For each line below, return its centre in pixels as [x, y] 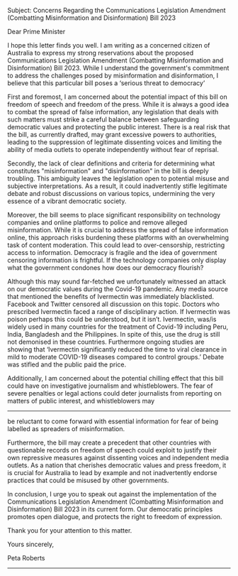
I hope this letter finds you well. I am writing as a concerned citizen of [109, 45]
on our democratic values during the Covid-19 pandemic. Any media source [118, 289]
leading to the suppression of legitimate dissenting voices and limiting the [115, 142]
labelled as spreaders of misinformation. [66, 429]
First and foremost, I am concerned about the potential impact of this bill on [118, 97]
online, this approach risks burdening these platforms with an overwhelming [118, 238]
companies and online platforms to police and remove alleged [97, 222]
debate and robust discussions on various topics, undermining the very [111, 194]
